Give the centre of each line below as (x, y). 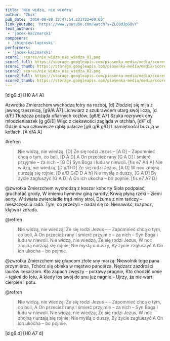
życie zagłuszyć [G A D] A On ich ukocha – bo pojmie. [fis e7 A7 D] (87, 178)
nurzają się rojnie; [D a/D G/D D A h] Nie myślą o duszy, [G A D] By (87, 173)
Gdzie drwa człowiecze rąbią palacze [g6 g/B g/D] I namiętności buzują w (82, 126)
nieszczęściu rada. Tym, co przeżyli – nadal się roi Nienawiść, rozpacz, (79, 204)
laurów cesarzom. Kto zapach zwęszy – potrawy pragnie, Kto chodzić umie (84, 271)
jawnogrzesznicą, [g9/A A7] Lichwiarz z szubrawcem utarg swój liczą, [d (81, 110)
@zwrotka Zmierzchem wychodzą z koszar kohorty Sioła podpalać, (75, 188)
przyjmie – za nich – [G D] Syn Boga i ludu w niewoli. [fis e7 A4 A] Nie (90, 162)
